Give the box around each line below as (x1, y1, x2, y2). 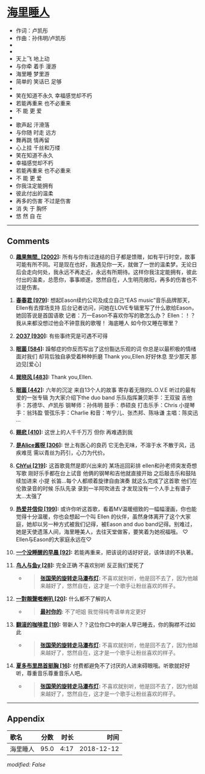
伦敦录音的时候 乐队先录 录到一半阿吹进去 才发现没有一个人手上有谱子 (15, 484, 191, 492)
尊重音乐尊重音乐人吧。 (26, 669, 86, 677)
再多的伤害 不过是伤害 (15, 197, 71, 204)
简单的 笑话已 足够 (15, 77, 62, 85)
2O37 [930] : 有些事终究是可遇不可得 (15, 332, 108, 340)
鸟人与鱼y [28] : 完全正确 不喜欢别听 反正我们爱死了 (15, 561, 145, 569)
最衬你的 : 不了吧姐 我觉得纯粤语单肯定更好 (40, 608, 147, 615)
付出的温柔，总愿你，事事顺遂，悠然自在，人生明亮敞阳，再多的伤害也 (15, 276, 192, 283)
